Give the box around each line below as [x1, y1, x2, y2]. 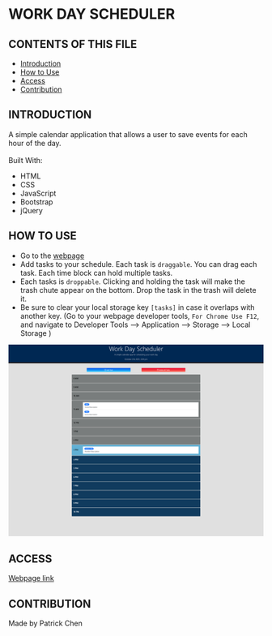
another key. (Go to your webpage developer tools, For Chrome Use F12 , [19, 311, 260, 320]
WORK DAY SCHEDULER [8, 5, 176, 24]
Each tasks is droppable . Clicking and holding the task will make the [19, 277, 245, 286]
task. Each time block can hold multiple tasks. [19, 268, 173, 277]
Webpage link [8, 574, 54, 583]
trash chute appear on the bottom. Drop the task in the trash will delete [19, 285, 257, 294]
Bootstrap [19, 196, 53, 207]
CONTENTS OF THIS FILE [8, 37, 138, 51]
